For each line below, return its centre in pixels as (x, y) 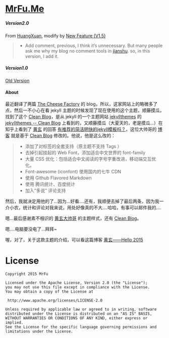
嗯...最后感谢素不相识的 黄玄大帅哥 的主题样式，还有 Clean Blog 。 (73, 218)
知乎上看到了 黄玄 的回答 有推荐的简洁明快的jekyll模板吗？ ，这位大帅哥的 (81, 129)
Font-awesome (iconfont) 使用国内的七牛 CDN (73, 172)
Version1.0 (17, 68)
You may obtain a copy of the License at (49, 292)
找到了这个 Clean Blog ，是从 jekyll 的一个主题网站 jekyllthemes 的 (74, 117)
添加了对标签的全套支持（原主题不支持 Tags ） (73, 147)
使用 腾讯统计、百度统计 (50, 184)
